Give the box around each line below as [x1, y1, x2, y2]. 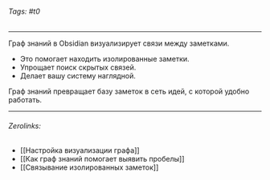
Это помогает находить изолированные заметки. [19, 54, 190, 64]
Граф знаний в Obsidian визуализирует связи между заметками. [8, 38, 230, 48]
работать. [8, 95, 43, 105]
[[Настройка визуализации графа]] [19, 146, 140, 155]
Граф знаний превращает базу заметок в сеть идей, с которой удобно [8, 86, 250, 96]
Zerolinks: [8, 121, 42, 130]
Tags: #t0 [8, 6, 40, 16]
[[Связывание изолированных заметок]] [19, 162, 159, 172]
